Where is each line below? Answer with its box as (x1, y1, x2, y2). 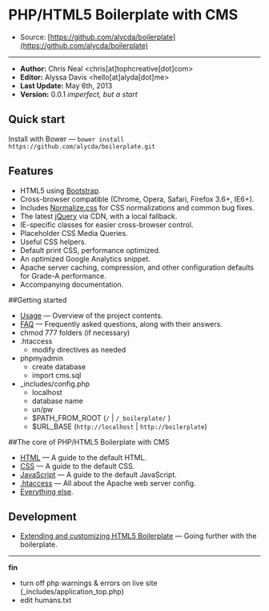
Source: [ (19, 32, 50, 42)
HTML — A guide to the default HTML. (19, 452, 147, 462)
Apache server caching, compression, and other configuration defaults (19, 263, 255, 272)
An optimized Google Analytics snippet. (19, 254, 151, 263)
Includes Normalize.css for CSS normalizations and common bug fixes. (19, 202, 255, 212)
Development (8, 510, 78, 523)
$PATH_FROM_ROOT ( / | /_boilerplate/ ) (31, 413, 171, 422)
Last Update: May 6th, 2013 (19, 80, 113, 90)
